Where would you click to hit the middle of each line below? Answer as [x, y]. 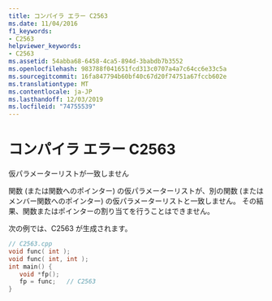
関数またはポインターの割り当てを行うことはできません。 [119, 212]
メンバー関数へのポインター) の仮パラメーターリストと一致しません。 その [133, 201]
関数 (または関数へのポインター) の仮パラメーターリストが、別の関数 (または [136, 191]
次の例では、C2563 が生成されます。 [70, 229]
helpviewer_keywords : [45, 46]
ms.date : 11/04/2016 [43, 24]
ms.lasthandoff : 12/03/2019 [56, 99]
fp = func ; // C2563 [57, 281]
